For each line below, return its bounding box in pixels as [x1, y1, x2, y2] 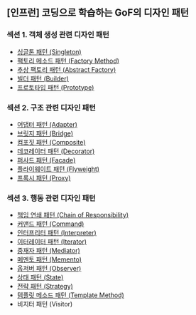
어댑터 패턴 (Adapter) [16, 120, 77, 128]
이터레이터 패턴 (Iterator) [16, 237, 87, 246]
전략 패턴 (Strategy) [16, 282, 74, 291]
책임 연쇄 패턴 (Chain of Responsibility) [16, 211, 129, 220]
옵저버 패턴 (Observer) [16, 264, 82, 273]
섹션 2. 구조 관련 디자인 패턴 [6, 103, 97, 113]
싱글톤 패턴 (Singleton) [16, 47, 82, 56]
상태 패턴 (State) [16, 273, 64, 282]
